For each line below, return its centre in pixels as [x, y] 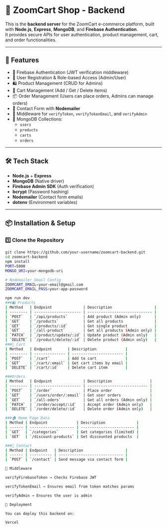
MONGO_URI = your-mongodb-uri [34, 271]
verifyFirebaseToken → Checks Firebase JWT [51, 478]
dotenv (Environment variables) [45, 202]
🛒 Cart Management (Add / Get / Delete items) [60, 90]
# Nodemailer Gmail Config [33, 280]
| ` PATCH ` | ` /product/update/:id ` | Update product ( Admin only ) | [81, 335]
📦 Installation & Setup [41, 223]
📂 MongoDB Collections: [38, 119]
